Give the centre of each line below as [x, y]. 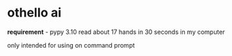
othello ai [34, 13]
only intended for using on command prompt [71, 45]
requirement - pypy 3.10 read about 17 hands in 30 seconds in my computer [116, 32]
